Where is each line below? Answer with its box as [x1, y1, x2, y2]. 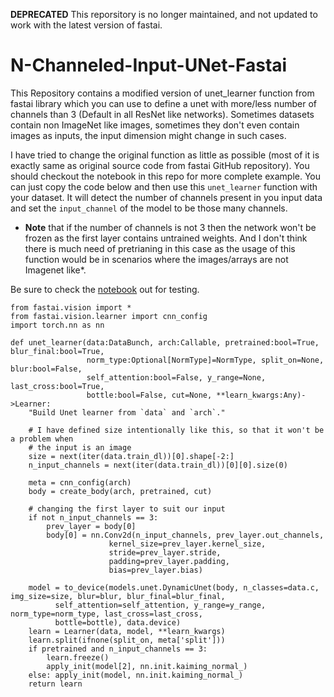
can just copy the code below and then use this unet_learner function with [10, 180, 318, 193]
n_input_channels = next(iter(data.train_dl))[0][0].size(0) [28, 460, 288, 470]
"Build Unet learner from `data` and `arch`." [28, 407, 226, 418]
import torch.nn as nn [10, 320, 105, 330]
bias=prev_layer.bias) [108, 565, 203, 575]
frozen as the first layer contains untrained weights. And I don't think [24, 232, 308, 244]
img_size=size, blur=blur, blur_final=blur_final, [10, 591, 226, 601]
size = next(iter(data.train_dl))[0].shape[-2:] [28, 451, 235, 461]
